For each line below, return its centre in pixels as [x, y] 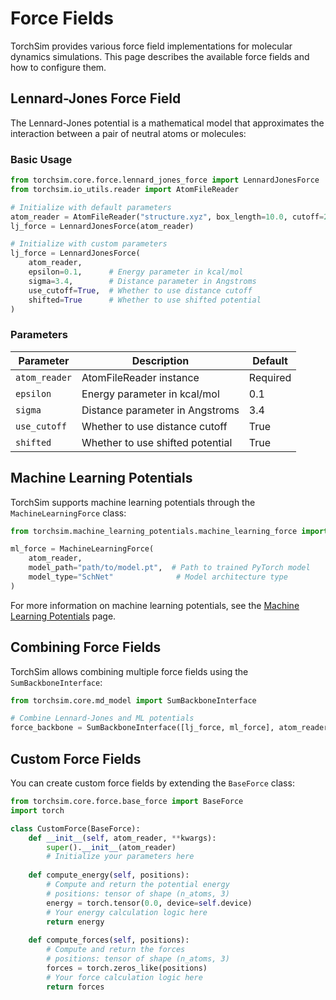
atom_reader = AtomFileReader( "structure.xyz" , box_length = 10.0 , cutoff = [167, 217]
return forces [75, 987]
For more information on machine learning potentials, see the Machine [155, 605]
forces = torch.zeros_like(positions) [127, 968]
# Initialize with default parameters [91, 207]
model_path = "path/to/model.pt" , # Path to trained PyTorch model [169, 568]
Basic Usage [41, 159]
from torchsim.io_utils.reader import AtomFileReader [125, 189]
